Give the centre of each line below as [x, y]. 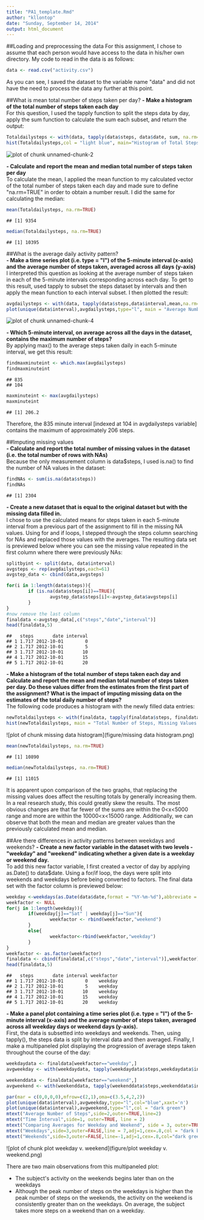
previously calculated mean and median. [57, 829]
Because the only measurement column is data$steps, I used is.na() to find [100, 461]
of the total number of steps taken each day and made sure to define [92, 186]
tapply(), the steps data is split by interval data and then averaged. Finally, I [100, 1040]
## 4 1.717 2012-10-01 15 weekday [62, 997]
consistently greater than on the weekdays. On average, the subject [100, 1204]
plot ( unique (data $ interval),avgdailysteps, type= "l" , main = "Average [96, 309]
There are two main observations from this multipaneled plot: [83, 1166]
